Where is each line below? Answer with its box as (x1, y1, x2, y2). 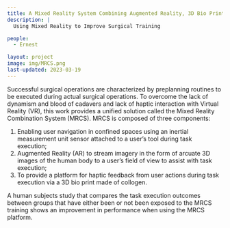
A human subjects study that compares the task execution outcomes (7, 191, 201, 199)
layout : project (7, 54, 53, 61)
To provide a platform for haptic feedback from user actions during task (16, 171, 220, 179)
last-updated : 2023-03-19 (7, 66, 81, 73)
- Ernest (13, 42, 38, 48)
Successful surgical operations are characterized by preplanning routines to (7, 85, 221, 93)
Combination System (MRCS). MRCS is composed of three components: (7, 114, 211, 122)
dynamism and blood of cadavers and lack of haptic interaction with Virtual (7, 100, 219, 108)
